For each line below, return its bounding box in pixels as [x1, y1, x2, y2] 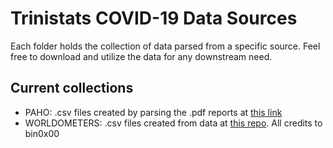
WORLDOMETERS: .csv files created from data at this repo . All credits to [24, 117, 323, 129]
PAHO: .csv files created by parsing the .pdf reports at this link [24, 106, 283, 118]
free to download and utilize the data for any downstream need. [10, 50, 273, 62]
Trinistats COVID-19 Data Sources [10, 7, 298, 30]
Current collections [10, 80, 134, 97]
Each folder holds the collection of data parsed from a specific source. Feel [10, 40, 321, 52]
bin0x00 [24, 127, 60, 139]
